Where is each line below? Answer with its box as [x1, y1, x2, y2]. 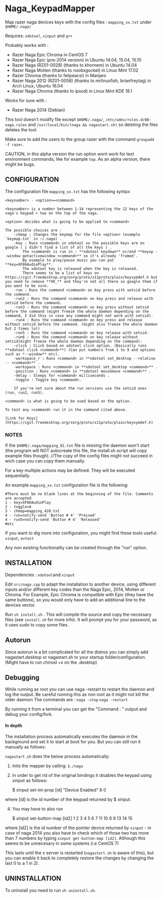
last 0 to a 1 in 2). [5, 860, 39, 866]
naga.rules [5, 123, 27, 127]
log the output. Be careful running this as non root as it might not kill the [5, 691, 149, 697]
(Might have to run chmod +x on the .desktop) [5, 659, 97, 665]
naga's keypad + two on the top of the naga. [5, 210, 99, 215]
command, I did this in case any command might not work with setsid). [5, 313, 153, 318]
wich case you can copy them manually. [5, 458, 86, 464]
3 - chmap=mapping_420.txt [5, 509, 60, 514]
